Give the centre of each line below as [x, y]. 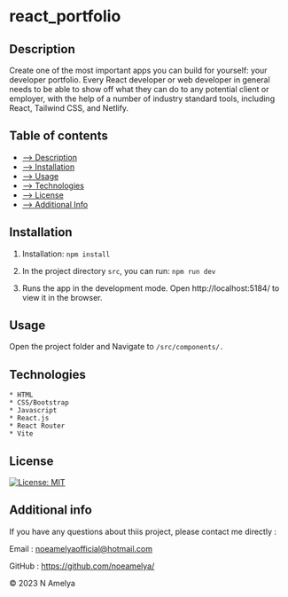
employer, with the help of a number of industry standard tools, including [142, 98]
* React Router [37, 426]
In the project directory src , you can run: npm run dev [119, 271]
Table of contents [58, 136]
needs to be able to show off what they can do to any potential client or [139, 89]
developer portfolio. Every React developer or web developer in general [140, 80]
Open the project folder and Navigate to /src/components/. [117, 347]
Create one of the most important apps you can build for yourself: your [138, 70]
